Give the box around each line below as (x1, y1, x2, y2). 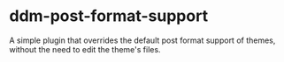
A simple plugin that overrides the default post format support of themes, (9, 35, 276, 45)
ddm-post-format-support (9, 6, 209, 26)
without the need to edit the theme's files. (9, 44, 161, 54)
